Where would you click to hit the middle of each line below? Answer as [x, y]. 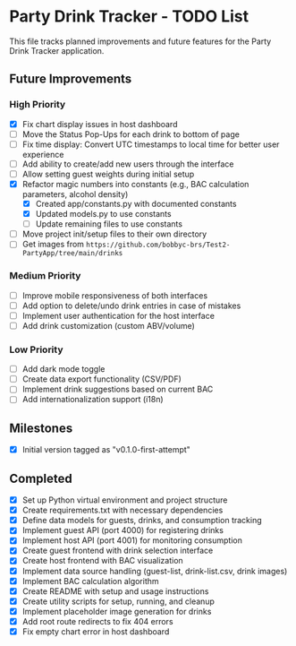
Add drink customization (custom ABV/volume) [108, 325]
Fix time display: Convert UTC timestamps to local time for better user [151, 144]
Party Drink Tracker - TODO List [129, 17]
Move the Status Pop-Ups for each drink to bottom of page [131, 134]
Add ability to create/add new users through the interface [128, 164]
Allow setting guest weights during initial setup [108, 174]
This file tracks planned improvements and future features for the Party [140, 41]
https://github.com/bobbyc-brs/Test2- [158, 245]
